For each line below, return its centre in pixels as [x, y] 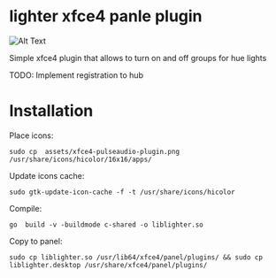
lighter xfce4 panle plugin [106, 16]
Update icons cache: [47, 175]
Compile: [26, 208]
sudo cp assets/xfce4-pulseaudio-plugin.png [94, 151]
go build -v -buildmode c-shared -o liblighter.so [106, 224]
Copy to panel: [36, 241]
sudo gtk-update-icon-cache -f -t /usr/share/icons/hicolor [123, 192]
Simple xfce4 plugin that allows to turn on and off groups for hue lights [138, 58]
